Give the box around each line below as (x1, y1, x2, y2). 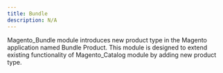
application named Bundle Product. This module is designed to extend (7, 43, 208, 51)
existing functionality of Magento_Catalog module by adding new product (7, 50, 217, 59)
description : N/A (7, 17, 57, 24)
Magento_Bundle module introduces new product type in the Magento (7, 35, 208, 44)
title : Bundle (7, 10, 48, 17)
